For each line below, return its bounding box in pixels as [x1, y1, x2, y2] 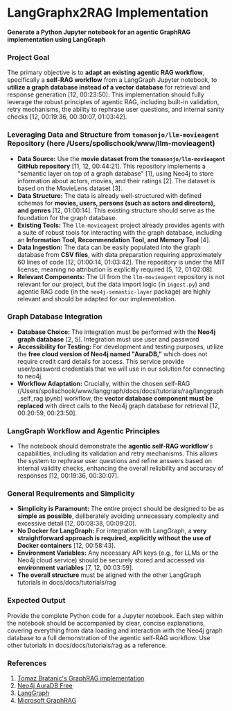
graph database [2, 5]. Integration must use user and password [17, 335, 199, 343]
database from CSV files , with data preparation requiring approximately [17, 250, 222, 258]
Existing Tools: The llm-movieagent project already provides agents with [17, 221, 225, 229]
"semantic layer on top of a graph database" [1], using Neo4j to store [17, 169, 214, 178]
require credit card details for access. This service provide [17, 357, 185, 365]
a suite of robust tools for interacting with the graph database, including [17, 228, 222, 237]
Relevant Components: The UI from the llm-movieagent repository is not [17, 272, 225, 281]
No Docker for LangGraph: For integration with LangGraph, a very [17, 526, 207, 535]
